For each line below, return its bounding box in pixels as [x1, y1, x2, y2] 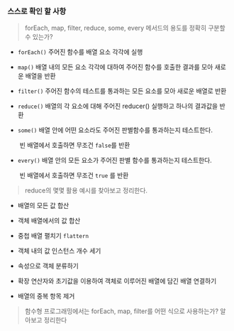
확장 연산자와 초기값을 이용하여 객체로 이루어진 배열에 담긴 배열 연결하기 [17, 277, 217, 286]
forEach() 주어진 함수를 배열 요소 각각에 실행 [17, 48, 143, 56]
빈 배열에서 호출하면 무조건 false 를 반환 [19, 141, 130, 150]
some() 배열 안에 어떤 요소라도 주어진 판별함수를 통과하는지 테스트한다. [17, 126, 213, 134]
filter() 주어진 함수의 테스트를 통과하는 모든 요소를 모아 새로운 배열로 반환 [17, 87, 227, 95]
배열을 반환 [25, 72, 56, 80]
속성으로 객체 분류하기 [17, 261, 79, 271]
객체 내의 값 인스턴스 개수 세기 [17, 246, 101, 255]
